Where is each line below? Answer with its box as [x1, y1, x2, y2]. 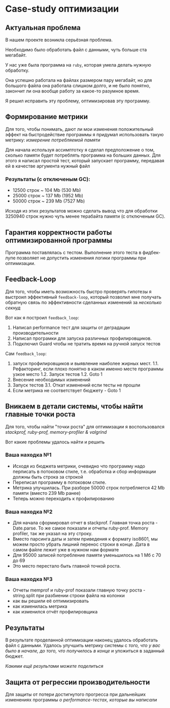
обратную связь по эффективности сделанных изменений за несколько [5, 299, 162, 305]
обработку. [5, 67, 29, 73]
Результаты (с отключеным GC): [5, 175, 90, 183]
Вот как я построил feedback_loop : [5, 314, 80, 320]
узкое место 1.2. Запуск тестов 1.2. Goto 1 [12, 371, 103, 377]
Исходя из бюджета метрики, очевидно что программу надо [12, 463, 146, 469]
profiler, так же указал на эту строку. [12, 530, 93, 537]
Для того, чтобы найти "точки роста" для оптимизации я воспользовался [5, 423, 165, 430]
